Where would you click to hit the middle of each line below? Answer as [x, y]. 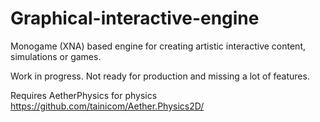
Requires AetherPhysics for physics [84, 95]
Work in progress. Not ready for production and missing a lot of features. [160, 76]
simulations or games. [56, 56]
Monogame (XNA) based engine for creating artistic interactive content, [158, 46]
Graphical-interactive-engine [135, 18]
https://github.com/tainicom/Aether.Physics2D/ [107, 106]
